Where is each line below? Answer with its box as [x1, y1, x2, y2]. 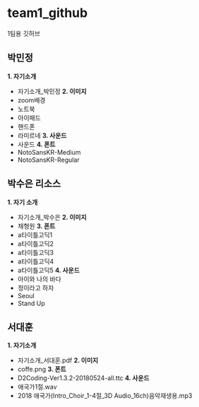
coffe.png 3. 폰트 [17, 365, 67, 374]
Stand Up [17, 299, 46, 307]
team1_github [7, 5, 88, 21]
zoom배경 [17, 95, 46, 104]
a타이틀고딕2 [17, 239, 54, 248]
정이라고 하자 [17, 283, 54, 292]
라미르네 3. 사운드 [17, 131, 67, 139]
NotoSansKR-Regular [17, 155, 80, 164]
